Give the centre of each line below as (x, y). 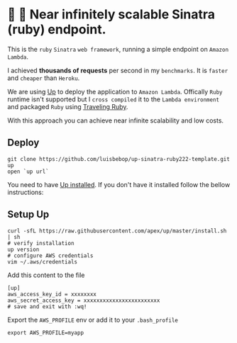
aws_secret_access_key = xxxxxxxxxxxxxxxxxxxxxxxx (84, 300)
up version (23, 249)
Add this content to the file (46, 275)
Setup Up (28, 214)
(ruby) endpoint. (57, 29)
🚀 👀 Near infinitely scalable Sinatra (111, 15)
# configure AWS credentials (50, 255)
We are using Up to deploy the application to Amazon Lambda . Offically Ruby (115, 91)
